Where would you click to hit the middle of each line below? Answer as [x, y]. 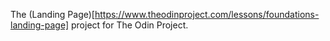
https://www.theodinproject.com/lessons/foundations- [207, 14]
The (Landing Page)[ [52, 14]
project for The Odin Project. [130, 25]
